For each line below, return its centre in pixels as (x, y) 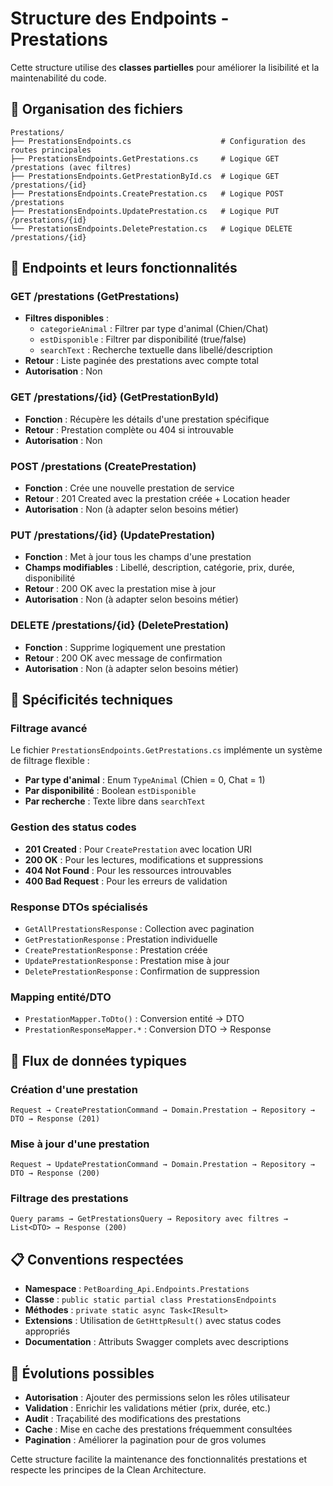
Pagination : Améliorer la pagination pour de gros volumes (145, 1440)
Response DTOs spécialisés (79, 907)
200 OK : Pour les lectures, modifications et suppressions (144, 859)
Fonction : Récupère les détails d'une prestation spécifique (147, 419)
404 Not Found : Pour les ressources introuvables (128, 870)
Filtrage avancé (49, 728)
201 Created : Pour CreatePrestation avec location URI (138, 849)
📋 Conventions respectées (97, 1259)
